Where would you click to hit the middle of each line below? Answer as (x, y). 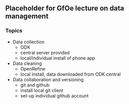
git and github (35, 85)
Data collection (29, 42)
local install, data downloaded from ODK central (70, 74)
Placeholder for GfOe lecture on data (65, 8)
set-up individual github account (54, 95)
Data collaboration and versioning (48, 79)
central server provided (45, 52)
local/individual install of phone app (58, 58)
